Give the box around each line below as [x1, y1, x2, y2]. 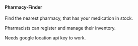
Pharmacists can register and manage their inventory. [5, 25, 116, 31]
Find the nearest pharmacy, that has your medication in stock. [5, 15, 133, 21]
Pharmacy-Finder [5, 4, 42, 10]
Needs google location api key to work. [5, 35, 86, 41]
